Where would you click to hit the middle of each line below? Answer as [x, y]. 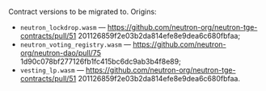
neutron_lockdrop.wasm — [63, 27]
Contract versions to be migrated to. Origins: [82, 12]
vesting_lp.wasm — [52, 70]
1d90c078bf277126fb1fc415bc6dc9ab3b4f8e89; [101, 61]
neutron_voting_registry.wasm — [76, 44]
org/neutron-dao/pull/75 [60, 53]
